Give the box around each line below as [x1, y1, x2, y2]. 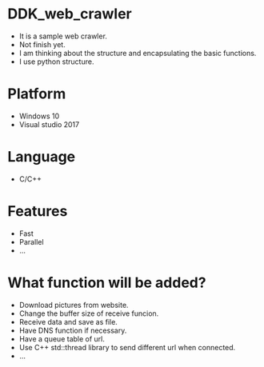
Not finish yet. [18, 39, 66, 49]
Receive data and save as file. [18, 317, 118, 326]
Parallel [18, 237, 45, 246]
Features [7, 202, 68, 220]
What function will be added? [7, 273, 206, 292]
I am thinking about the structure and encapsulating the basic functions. [18, 48, 257, 58]
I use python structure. [18, 57, 94, 66]
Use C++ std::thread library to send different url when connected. [18, 342, 236, 352]
